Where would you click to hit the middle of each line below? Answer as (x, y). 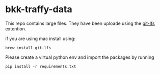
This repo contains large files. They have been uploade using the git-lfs (80, 23)
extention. (16, 28)
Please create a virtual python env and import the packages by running (80, 57)
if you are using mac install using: (40, 39)
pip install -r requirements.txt (41, 66)
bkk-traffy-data (39, 9)
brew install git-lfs (28, 48)
